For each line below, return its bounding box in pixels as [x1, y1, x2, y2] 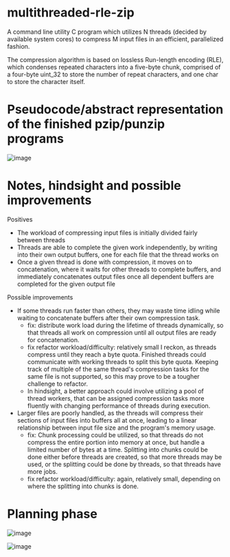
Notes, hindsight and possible [7, 178, 182, 193]
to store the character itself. [7, 77, 86, 85]
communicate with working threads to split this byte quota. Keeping [27, 357, 218, 366]
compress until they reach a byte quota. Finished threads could [27, 350, 207, 359]
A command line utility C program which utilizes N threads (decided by [7, 28, 207, 36]
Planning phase [7, 506, 97, 521]
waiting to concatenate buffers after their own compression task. [16, 313, 200, 322]
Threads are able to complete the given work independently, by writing [16, 243, 218, 251]
